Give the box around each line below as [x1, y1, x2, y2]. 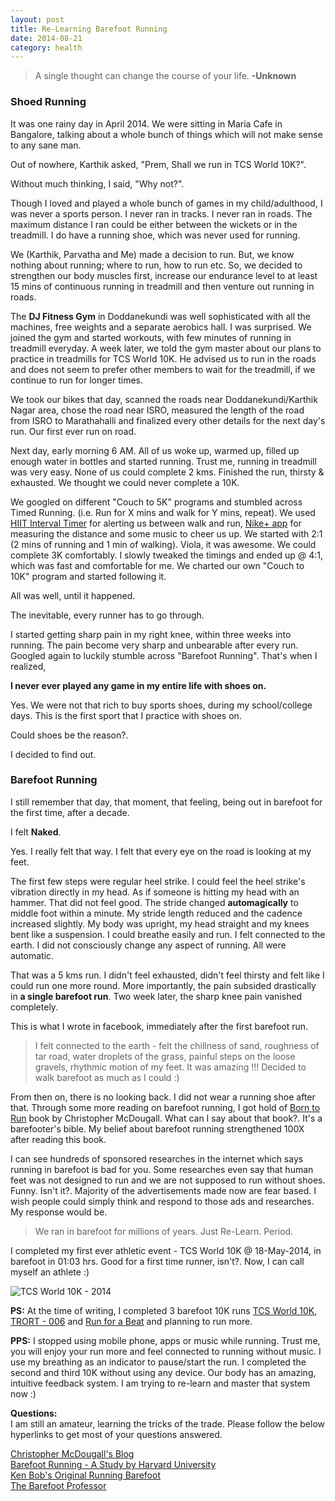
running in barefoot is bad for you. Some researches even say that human [10, 1163, 314, 1175]
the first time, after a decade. [10, 806, 130, 818]
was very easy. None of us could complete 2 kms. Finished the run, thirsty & [10, 466, 325, 478]
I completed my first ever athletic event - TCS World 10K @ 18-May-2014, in [10, 1244, 322, 1256]
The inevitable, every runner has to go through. [10, 609, 205, 621]
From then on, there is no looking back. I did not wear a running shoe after [10, 1091, 316, 1103]
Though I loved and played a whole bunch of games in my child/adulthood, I [10, 197, 323, 209]
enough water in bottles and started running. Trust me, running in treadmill [10, 455, 317, 467]
